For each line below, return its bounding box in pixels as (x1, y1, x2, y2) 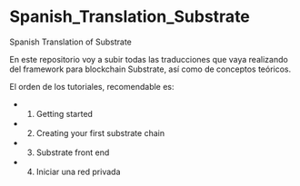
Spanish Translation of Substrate (9, 36, 132, 47)
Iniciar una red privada (35, 166, 121, 177)
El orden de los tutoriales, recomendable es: (9, 81, 175, 92)
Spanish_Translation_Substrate (9, 6, 250, 27)
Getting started (35, 108, 94, 119)
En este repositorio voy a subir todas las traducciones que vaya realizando (9, 54, 288, 64)
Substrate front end (35, 147, 110, 158)
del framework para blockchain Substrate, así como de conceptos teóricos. (9, 64, 292, 74)
